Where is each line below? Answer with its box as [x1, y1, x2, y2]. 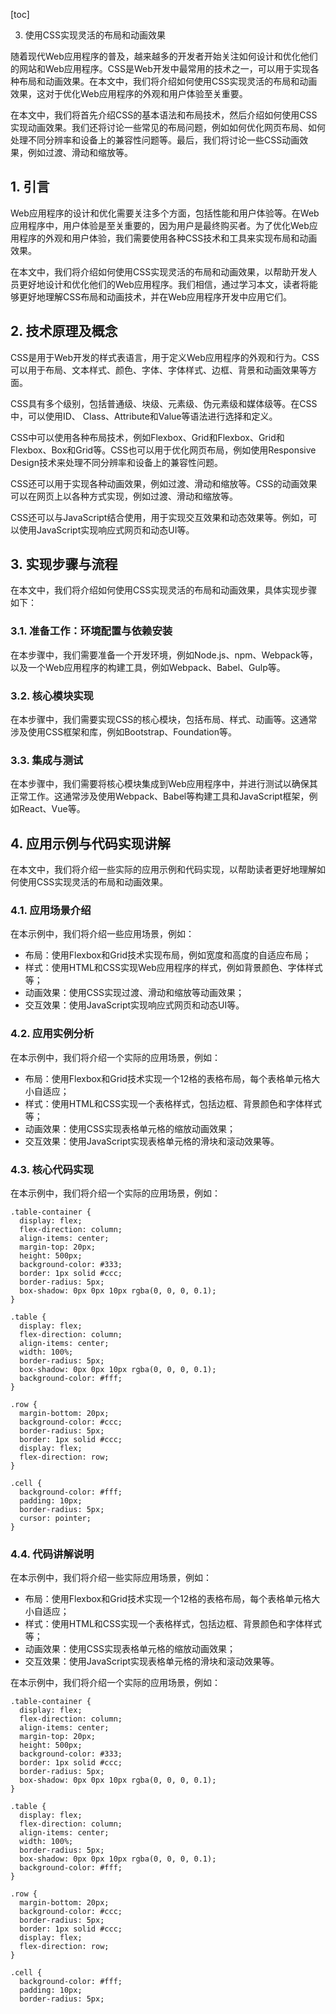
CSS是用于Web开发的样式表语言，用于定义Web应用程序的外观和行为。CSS [10, 351, 320, 363]
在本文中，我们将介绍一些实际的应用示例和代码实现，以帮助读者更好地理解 [10, 864, 317, 876]
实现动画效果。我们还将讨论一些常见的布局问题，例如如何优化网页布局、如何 [10, 122, 326, 133]
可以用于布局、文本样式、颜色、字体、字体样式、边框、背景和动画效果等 [10, 364, 308, 376]
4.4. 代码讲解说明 [10, 1547, 95, 1561]
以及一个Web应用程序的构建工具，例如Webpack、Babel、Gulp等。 [10, 661, 286, 673]
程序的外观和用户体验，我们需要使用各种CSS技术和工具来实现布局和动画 [18, 232, 318, 244]
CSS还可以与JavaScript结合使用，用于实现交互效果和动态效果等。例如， [10, 511, 309, 523]
